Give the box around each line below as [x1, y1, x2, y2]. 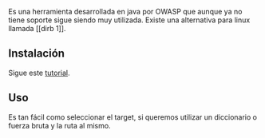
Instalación [8, 47, 65, 61]
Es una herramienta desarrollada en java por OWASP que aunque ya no [8, 7, 243, 16]
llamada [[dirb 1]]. [8, 24, 66, 33]
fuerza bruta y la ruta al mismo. [8, 120, 111, 130]
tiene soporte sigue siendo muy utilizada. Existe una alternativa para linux [8, 15, 251, 25]
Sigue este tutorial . [8, 68, 70, 77]
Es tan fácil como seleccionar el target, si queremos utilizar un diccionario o [8, 112, 258, 122]
